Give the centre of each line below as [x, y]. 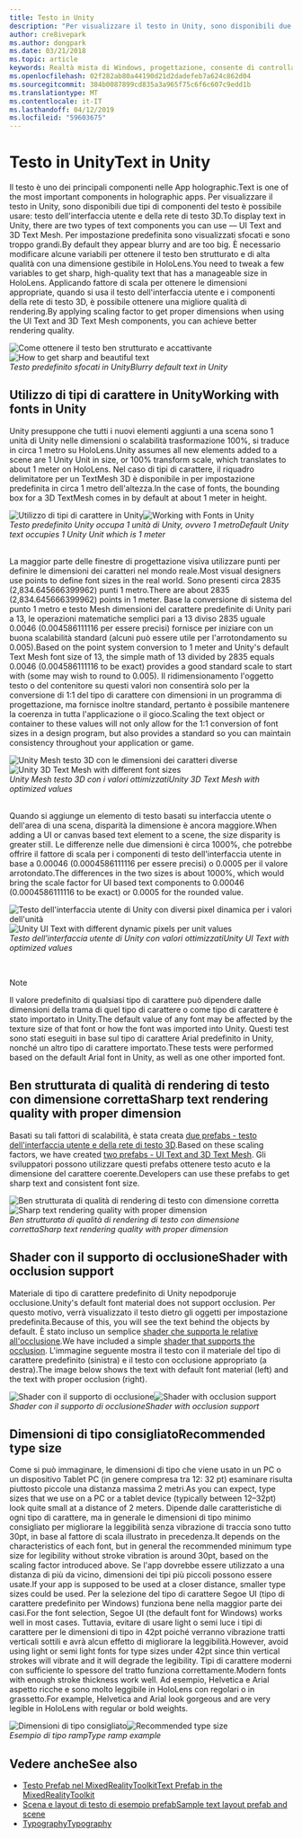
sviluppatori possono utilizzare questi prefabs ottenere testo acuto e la [140, 1164]
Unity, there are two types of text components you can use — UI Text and [145, 226]
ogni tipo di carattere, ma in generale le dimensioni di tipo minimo [130, 1518]
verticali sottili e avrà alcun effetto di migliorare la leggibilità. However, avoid [149, 1642]
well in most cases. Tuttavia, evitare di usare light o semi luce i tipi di [136, 1622]
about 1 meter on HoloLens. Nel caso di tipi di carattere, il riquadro [132, 469]
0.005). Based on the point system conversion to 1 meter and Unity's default [149, 647]
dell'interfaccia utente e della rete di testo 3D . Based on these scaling [137, 1145]
